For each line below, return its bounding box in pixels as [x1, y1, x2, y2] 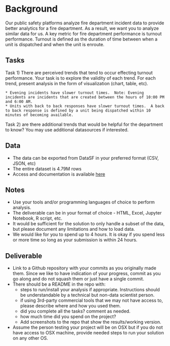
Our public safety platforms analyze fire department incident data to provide [5, 20, 164, 26]
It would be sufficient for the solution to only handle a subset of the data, [12, 221, 165, 227]
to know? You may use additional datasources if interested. [5, 126, 129, 132]
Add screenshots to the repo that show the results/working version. [20, 319, 161, 325]
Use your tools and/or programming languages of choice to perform [12, 199, 155, 205]
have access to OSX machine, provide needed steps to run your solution [12, 330, 164, 336]
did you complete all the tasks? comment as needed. [20, 308, 131, 315]
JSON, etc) [12, 160, 36, 166]
